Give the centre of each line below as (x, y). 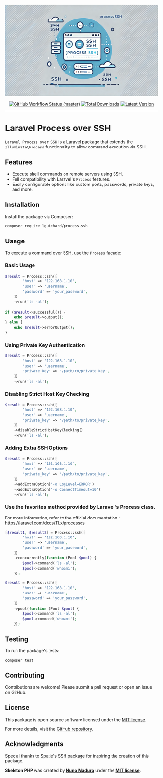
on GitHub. (16, 692)
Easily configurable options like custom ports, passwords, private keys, (83, 184)
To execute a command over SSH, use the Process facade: (63, 253)
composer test (19, 660)
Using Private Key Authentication (45, 345)
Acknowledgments (34, 744)
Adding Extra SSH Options (36, 448)
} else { (14, 322)
